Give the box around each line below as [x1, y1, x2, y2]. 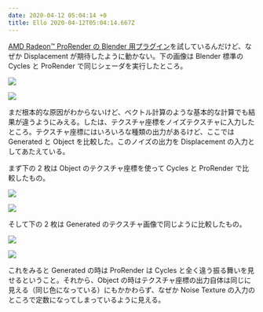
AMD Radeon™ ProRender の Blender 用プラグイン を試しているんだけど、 [8, 41, 246, 51]
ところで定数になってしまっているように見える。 [8, 295, 166, 304]
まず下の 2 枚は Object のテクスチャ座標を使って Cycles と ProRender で [8, 163, 243, 173]
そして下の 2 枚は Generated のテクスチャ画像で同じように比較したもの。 [8, 219, 247, 229]
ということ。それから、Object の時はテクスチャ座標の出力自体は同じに [21, 275, 251, 284]
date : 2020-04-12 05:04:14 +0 [8, 11, 108, 20]
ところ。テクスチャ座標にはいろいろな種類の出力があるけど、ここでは [8, 127, 235, 136]
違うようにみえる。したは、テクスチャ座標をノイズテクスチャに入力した [21, 117, 255, 127]
